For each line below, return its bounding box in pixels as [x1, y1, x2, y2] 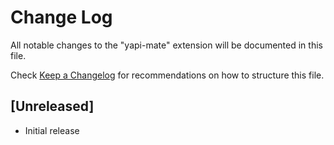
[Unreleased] [10, 98, 95, 115]
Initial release [24, 124, 80, 136]
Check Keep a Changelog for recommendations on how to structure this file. [10, 69, 325, 81]
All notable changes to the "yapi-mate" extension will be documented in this [10, 39, 323, 51]
